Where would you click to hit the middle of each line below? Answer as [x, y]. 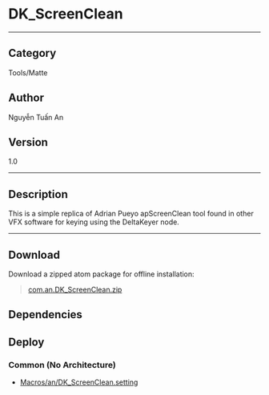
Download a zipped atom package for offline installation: [101, 274]
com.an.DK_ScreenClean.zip [75, 290]
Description [38, 194]
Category [32, 53]
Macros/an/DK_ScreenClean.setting [79, 382]
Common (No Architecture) [62, 365]
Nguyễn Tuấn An [36, 117]
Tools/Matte [28, 72]
